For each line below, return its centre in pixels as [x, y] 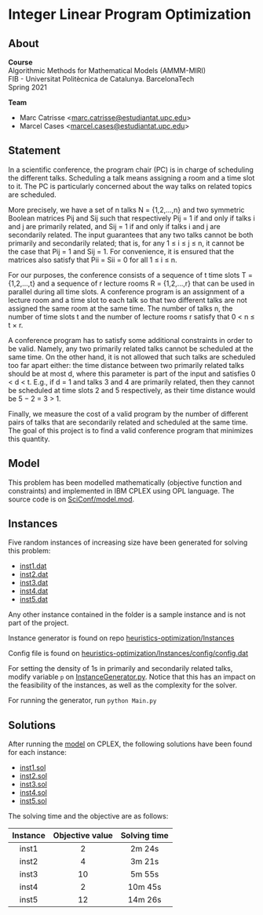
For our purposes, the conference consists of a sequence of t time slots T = [130, 275]
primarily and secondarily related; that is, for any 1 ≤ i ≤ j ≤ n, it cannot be [126, 243]
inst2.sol [33, 776]
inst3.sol [33, 784]
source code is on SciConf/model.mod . [71, 499]
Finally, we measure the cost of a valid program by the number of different [128, 414]
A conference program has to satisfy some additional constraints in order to [130, 340]
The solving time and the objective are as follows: [88, 816]
